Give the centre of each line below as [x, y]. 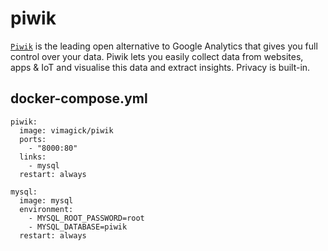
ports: [33, 139]
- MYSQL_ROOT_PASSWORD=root [86, 218]
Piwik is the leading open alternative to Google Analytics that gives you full [164, 46]
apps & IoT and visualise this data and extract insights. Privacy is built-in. [160, 67]
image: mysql [46, 200]
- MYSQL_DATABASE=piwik [78, 227]
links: [33, 157]
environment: [46, 209]
